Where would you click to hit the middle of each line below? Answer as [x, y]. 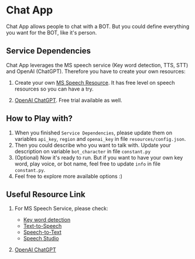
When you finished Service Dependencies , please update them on [93, 133]
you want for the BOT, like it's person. [52, 32]
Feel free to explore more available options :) [69, 176]
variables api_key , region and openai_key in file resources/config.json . [100, 139]
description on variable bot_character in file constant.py [83, 151]
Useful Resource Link [46, 194]
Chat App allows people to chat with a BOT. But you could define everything [97, 26]
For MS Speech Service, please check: [61, 209]
